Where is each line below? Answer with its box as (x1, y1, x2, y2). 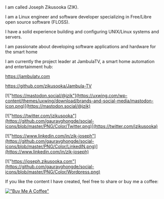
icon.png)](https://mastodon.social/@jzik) (5, 103, 91, 109)
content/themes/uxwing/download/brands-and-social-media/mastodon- (5, 98, 154, 104)
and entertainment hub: (5, 64, 53, 69)
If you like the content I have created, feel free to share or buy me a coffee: (5, 179, 159, 184)
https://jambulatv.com (5, 73, 50, 79)
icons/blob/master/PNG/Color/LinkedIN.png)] (5, 143, 98, 149)
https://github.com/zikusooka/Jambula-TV (5, 83, 92, 89)
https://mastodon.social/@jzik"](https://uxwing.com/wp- (11, 93, 128, 98)
